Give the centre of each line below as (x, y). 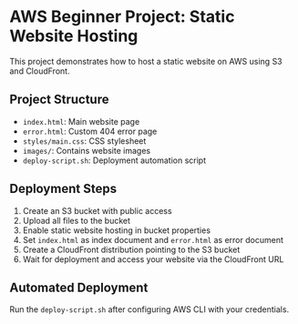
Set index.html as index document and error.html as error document (153, 239)
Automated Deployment (79, 287)
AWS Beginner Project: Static (122, 17)
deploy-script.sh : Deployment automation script (114, 160)
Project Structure (59, 100)
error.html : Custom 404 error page (90, 131)
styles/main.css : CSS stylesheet (84, 141)
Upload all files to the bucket (76, 220)
